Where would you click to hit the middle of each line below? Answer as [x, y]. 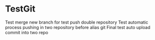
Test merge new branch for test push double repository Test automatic [77, 22]
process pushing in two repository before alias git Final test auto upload [78, 27]
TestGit [20, 9]
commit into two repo [27, 32]
